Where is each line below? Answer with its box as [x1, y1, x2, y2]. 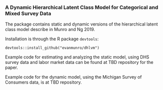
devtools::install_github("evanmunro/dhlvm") [5, 46, 99, 51]
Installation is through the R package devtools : [5, 36, 99, 42]
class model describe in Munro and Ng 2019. [5, 27, 95, 32]
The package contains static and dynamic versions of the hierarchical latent [5, 21, 158, 27]
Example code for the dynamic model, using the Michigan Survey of [5, 74, 142, 80]
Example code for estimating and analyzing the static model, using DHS [5, 54, 149, 60]
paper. [5, 64, 18, 70]
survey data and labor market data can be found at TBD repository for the [5, 60, 154, 65]
